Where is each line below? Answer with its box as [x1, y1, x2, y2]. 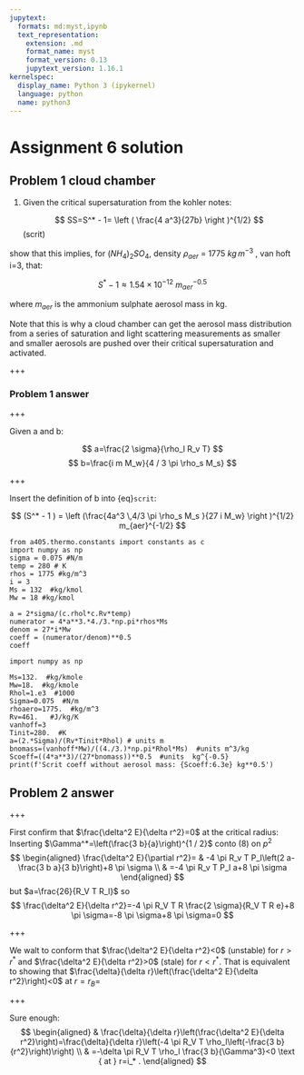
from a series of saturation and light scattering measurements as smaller [9, 328, 281, 339]
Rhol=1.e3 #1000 [9, 689, 75, 698]
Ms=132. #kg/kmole [9, 673, 83, 682]
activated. [9, 347, 47, 359]
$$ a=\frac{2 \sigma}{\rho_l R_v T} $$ [81, 443, 224, 454]
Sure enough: [9, 1012, 61, 1023]
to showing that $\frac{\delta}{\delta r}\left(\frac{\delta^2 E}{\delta [9, 965, 259, 977]
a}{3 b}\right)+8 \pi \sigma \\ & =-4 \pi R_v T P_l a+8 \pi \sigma [53, 861, 288, 872]
